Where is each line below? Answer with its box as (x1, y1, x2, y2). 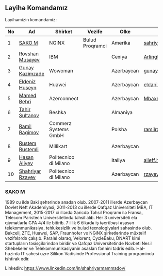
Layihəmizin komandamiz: (5, 16, 57, 22)
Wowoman (49, 67, 74, 74)
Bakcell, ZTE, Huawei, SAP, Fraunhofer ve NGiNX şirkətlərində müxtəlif (5, 230, 147, 236)
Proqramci (83, 42, 107, 49)
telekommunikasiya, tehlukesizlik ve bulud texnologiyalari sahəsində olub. (5, 225, 152, 231)
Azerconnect (49, 95, 79, 102)
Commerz (49, 120, 72, 126)
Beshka (49, 109, 66, 116)
